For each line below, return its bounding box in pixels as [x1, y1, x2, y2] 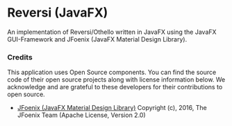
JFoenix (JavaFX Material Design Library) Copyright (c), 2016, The [17, 104, 207, 112]
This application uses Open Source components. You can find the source [7, 68, 217, 77]
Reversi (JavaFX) [7, 5, 108, 21]
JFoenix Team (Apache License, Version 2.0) [17, 111, 146, 119]
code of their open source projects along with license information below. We [7, 75, 226, 84]
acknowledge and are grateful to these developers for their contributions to [7, 83, 223, 91]
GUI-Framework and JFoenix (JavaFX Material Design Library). [7, 35, 188, 43]
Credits [7, 52, 33, 62]
